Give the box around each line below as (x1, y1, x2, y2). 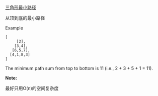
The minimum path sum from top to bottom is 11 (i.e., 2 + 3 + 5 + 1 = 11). (5, 65, 153, 71)
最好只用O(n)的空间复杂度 (5, 85, 59, 91)
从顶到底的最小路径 (5, 15, 45, 21)
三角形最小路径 (5, 4, 36, 10)
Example (5, 25, 24, 31)
